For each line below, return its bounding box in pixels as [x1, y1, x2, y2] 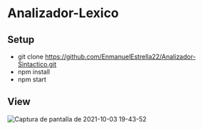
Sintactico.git [17, 60, 57, 69]
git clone [17, 52, 44, 61]
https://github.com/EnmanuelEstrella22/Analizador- [45, 52, 196, 61]
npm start [17, 75, 46, 84]
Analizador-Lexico [7, 5, 119, 21]
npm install [17, 68, 51, 76]
